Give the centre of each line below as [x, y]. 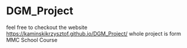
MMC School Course [32, 40]
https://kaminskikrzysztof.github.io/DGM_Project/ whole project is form [93, 33]
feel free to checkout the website [47, 27]
